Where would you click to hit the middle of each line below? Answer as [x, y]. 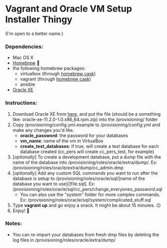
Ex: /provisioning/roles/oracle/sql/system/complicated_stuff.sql [86, 200]
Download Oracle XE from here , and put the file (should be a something [87, 114]
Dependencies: [24, 46]
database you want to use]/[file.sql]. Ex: [54, 184]
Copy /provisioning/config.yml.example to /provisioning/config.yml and [86, 125]
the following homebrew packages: [49, 68]
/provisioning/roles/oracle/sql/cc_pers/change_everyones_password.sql [87, 189]
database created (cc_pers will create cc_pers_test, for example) [87, 152]
